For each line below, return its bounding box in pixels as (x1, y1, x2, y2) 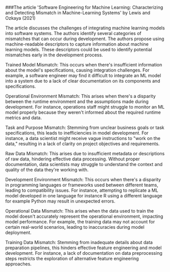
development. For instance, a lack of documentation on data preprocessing (5, 250, 162, 256)
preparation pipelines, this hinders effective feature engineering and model (5, 245, 162, 251)
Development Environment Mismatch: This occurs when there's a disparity (5, 177, 161, 182)
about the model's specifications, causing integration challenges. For (5, 67, 150, 73)
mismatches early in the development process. (5, 52, 103, 58)
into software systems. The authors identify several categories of (5, 30, 142, 36)
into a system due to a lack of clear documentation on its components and (5, 78, 160, 84)
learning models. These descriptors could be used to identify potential (5, 47, 152, 52)
